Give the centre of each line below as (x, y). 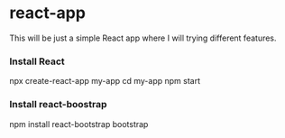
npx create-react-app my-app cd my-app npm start (105, 81)
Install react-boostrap (58, 105)
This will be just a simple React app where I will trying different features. (143, 38)
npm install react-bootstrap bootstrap (79, 124)
